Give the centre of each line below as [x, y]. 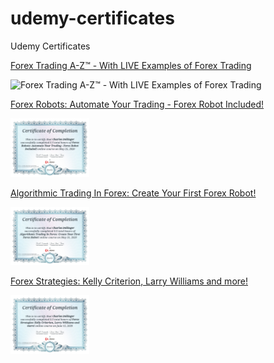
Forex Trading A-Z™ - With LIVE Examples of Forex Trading [131, 65]
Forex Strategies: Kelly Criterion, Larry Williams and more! [129, 281]
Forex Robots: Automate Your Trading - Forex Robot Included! [137, 104]
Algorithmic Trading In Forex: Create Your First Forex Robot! [133, 193]
